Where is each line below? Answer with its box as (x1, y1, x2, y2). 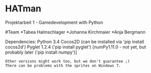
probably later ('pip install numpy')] (5, 49, 77, 55)
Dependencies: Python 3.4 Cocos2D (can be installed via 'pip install (5, 38, 144, 45)
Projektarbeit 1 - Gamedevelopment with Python (5, 19, 103, 25)
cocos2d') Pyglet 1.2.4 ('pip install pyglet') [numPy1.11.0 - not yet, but (5, 44, 147, 50)
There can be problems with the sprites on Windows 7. (5, 63, 121, 68)
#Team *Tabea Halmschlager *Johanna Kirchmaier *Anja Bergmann (5, 29, 146, 35)
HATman (5, 3, 41, 14)
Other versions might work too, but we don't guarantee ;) (5, 59, 130, 64)
